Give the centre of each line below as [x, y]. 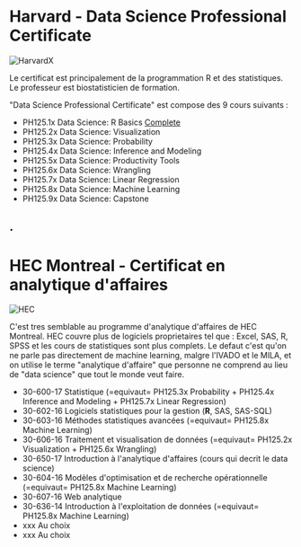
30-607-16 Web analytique [72, 497]
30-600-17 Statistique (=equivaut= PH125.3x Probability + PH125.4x [148, 392]
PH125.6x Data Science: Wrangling [86, 170]
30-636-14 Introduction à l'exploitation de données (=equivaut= [141, 507]
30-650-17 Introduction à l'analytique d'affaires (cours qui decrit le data [155, 459]
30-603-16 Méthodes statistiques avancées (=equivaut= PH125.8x [146, 420]
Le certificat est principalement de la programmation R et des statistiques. [146, 77]
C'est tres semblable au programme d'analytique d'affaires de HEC [133, 327]
